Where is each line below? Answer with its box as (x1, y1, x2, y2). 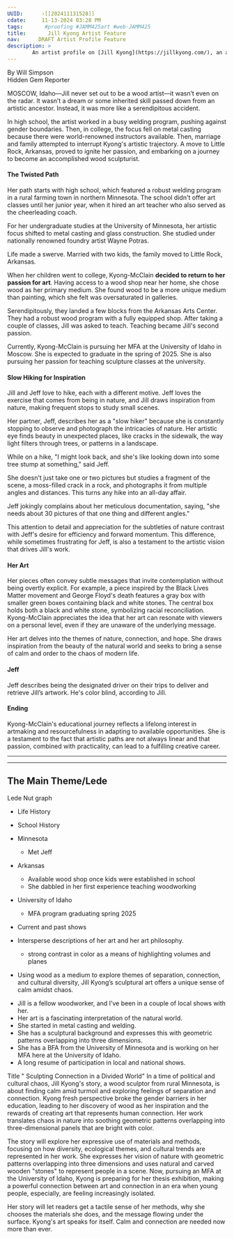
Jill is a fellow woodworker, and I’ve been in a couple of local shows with (17, 998, 226, 1008)
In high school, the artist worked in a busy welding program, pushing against (7, 117, 227, 126)
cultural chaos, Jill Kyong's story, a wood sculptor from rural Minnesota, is (7, 1079, 220, 1088)
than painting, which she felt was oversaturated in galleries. (7, 294, 178, 302)
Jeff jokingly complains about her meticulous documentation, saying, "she (7, 502, 221, 510)
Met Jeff (27, 848, 52, 856)
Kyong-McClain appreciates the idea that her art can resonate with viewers (7, 614, 223, 622)
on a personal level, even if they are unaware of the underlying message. (7, 621, 217, 630)
